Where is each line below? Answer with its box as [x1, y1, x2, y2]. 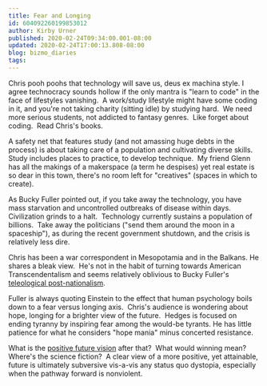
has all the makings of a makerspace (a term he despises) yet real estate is [8, 162, 255, 171]
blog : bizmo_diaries [8, 49, 78, 57]
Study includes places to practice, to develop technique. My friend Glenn [8, 153, 251, 163]
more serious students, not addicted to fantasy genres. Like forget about [8, 112, 249, 122]
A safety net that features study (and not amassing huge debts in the [8, 136, 235, 146]
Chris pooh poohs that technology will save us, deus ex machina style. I [8, 78, 245, 88]
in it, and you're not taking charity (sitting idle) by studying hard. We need [8, 103, 253, 113]
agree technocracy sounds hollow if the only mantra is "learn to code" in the [8, 86, 260, 96]
